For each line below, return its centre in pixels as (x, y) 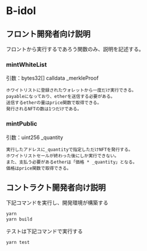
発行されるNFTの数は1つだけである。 (44, 109)
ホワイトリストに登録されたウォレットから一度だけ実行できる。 (71, 90)
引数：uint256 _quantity (35, 137)
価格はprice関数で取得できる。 (39, 168)
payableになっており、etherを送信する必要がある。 (61, 97)
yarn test (18, 242)
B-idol (21, 11)
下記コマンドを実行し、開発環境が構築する (57, 203)
